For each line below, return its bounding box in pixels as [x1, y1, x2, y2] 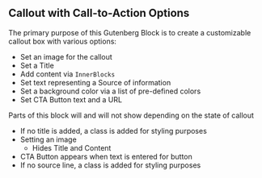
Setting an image [19, 135, 77, 144]
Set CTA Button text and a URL [19, 94, 123, 104]
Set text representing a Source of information [19, 77, 171, 87]
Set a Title [19, 60, 54, 70]
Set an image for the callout [19, 52, 113, 61]
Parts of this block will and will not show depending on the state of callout [8, 110, 255, 120]
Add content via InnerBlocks [19, 68, 116, 79]
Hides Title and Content [32, 143, 112, 152]
